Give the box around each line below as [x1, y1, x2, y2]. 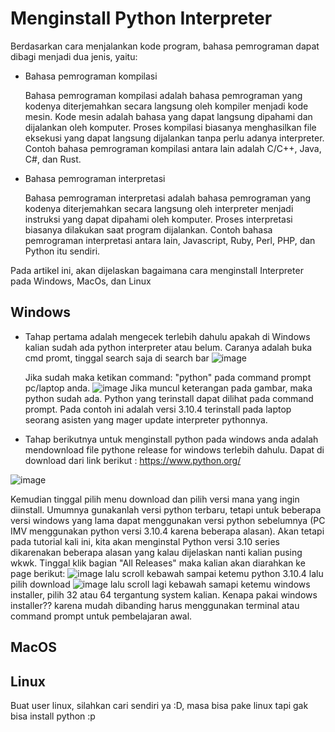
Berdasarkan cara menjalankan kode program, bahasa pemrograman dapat [10, 40, 320, 52]
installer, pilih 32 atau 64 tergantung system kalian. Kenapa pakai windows [10, 588, 318, 601]
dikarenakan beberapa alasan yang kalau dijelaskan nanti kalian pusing [10, 546, 303, 558]
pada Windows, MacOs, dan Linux [10, 275, 152, 287]
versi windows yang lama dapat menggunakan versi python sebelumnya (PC [10, 514, 326, 526]
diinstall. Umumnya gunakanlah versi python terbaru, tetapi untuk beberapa [10, 503, 322, 516]
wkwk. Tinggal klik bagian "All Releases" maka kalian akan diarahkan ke [10, 557, 306, 569]
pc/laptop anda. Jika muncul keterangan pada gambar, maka [24, 382, 313, 394]
